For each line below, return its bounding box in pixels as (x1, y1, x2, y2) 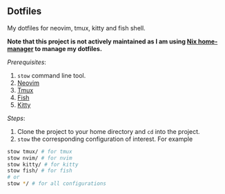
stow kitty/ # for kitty (7, 161, 79, 168)
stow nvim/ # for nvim (7, 155, 72, 162)
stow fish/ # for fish (7, 167, 72, 175)
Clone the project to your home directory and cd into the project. (17, 127, 200, 135)
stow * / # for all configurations (7, 180, 107, 187)
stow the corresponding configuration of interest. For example (17, 135, 193, 143)
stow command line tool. (17, 71, 86, 79)
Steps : (7, 114, 26, 122)
